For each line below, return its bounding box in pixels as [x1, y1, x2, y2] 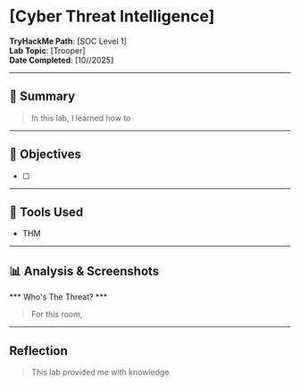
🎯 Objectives [9, 147, 82, 162]
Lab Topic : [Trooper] [9, 45, 87, 55]
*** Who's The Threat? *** [9, 292, 108, 302]
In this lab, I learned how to [30, 112, 131, 123]
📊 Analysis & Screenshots [9, 263, 160, 278]
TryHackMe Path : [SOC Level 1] [9, 36, 128, 46]
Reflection [9, 343, 69, 358]
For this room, [30, 309, 83, 320]
